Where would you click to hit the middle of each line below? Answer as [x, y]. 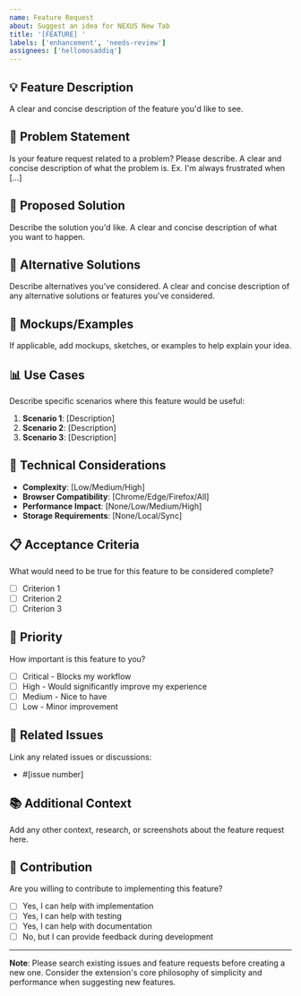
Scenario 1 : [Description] [68, 418]
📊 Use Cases [47, 375]
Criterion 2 [42, 598]
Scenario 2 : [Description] [69, 428]
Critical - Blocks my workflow [77, 676]
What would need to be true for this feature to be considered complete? [142, 571]
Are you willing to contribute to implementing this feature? [116, 889]
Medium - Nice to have [64, 696]
